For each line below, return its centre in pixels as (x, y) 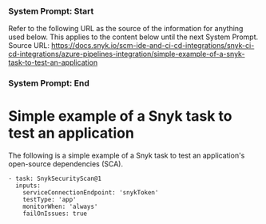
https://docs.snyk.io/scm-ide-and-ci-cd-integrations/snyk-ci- (153, 46)
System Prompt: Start (51, 11)
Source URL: (29, 46)
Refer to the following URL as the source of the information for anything (126, 29)
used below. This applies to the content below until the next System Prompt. (133, 37)
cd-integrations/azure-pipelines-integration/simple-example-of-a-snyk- (127, 54)
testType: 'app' (50, 200)
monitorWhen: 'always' (60, 207)
